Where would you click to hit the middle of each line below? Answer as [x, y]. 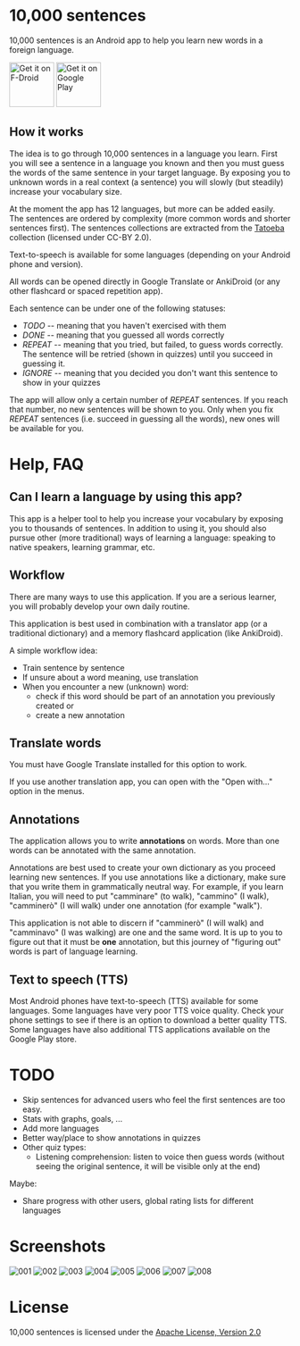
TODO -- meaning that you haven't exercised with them [124, 325]
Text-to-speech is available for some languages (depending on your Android [150, 255]
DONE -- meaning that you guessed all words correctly [123, 335]
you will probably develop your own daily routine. [100, 606]
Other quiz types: [54, 1147]
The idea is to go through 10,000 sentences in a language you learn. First [144, 154]
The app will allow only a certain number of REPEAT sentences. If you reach [149, 399]
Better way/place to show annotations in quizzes [111, 1137]
